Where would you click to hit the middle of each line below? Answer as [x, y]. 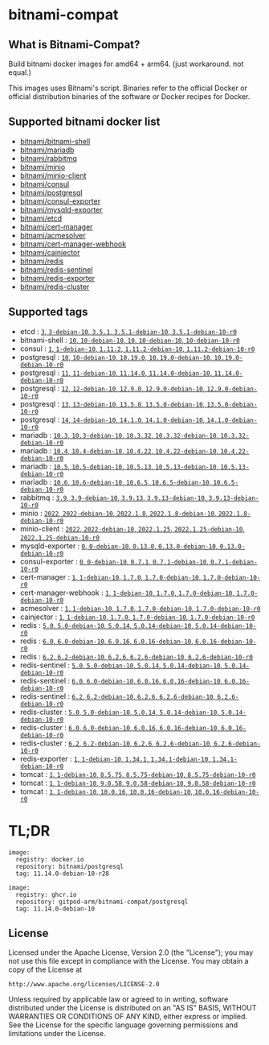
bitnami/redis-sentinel [56, 269]
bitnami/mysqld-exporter [61, 209]
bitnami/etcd [41, 218]
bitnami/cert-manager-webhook [73, 244]
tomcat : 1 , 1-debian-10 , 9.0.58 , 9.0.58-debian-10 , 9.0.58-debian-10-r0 [138, 783]
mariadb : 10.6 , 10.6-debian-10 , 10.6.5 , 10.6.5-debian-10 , [116, 481]
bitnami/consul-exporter [60, 201]
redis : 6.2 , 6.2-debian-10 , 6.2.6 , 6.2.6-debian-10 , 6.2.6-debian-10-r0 [136, 656]
